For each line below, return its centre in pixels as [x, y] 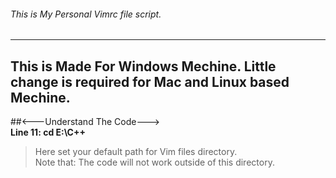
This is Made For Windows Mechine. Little [143, 66]
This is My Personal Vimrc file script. [86, 14]
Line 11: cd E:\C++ [48, 132]
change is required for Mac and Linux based [150, 81]
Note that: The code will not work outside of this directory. [154, 162]
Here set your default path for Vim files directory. [136, 152]
